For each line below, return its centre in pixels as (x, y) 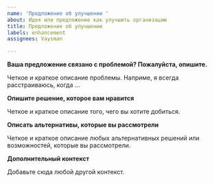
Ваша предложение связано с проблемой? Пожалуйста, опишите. (107, 64)
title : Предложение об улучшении (55, 26)
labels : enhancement (37, 33)
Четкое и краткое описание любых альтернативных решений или (104, 138)
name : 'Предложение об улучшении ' (58, 13)
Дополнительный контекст (48, 159)
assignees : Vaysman (35, 39)
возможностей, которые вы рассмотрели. (69, 145)
